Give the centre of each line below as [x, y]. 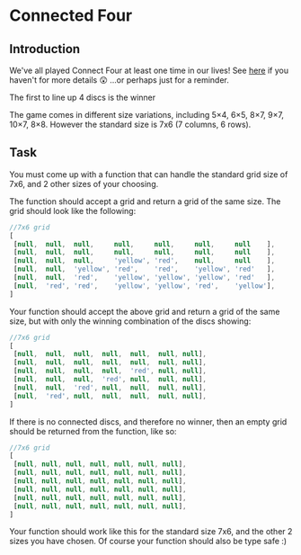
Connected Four [71, 16]
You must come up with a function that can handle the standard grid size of [149, 174]
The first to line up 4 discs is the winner [83, 97]
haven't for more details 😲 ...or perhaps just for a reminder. [119, 80]
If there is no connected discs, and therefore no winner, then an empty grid [148, 421]
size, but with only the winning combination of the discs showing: [130, 321]
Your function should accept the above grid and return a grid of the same [145, 311]
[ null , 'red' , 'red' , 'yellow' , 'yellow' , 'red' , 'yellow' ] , [144, 286]
